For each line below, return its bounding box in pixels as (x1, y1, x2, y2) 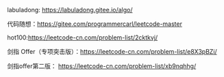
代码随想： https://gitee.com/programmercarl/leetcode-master (7, 20, 183, 28)
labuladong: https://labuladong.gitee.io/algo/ (7, 6, 133, 14)
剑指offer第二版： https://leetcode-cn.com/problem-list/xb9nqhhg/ (7, 62, 197, 70)
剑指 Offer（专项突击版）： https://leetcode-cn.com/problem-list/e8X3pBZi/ (7, 48, 217, 55)
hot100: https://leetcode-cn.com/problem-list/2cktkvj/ (7, 33, 158, 42)
